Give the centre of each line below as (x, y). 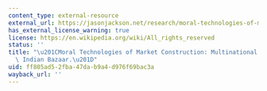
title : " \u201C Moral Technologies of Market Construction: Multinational (133, 52)
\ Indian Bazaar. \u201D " (56, 60)
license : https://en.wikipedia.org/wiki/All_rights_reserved (112, 38)
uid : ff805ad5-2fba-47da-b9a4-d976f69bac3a (81, 67)
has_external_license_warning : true (69, 30)
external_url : (32, 23)
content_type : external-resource (64, 15)
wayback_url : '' (35, 74)
